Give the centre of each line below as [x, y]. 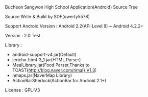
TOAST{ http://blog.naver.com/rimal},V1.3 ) [54, 70]
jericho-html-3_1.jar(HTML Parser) [46, 60]
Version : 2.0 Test [23, 36]
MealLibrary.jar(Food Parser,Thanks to [51, 65]
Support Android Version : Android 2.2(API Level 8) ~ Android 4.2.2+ [74, 26]
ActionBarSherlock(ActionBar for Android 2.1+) [59, 81]
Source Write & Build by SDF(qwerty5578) [47, 16]
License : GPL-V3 [23, 90]
